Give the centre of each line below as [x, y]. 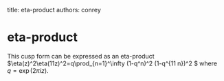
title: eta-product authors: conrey [54, 10]
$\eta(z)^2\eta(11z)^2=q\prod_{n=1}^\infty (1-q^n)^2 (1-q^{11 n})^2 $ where [112, 63]
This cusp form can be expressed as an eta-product [81, 56]
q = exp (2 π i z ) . [28, 70]
